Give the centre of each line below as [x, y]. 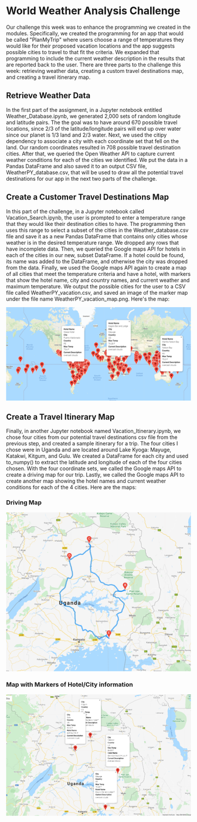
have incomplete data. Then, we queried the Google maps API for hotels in [96, 249]
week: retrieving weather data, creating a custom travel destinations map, [95, 71]
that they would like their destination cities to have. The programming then [96, 224]
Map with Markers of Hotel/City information [69, 685]
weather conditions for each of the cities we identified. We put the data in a [97, 159]
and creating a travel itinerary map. [48, 77]
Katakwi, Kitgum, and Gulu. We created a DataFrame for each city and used [97, 456]
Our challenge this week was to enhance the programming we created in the [98, 27]
